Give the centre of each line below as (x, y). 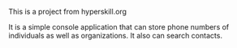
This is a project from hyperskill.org (68, 12)
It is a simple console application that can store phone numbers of (119, 27)
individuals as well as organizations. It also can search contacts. (116, 36)
